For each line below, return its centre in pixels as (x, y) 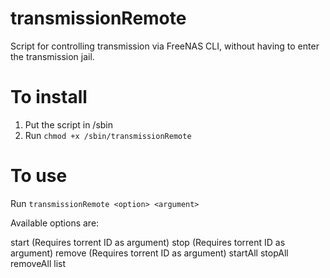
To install (49, 97)
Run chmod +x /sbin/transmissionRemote (108, 135)
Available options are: (55, 223)
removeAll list (38, 263)
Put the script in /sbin (69, 124)
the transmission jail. (52, 56)
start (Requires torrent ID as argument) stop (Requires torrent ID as (148, 242)
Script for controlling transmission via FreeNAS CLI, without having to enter (165, 46)
